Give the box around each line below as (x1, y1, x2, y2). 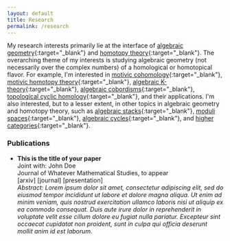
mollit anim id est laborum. (16, 227, 93, 235)
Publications (7, 138, 50, 148)
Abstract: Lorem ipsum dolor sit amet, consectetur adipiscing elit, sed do (16, 183, 224, 192)
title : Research (7, 16, 54, 23)
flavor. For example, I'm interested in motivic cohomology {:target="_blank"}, (7, 71, 222, 79)
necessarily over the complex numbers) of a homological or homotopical (7, 63, 213, 72)
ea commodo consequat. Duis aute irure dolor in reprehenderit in (16, 205, 201, 213)
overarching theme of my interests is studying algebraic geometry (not (7, 56, 207, 64)
